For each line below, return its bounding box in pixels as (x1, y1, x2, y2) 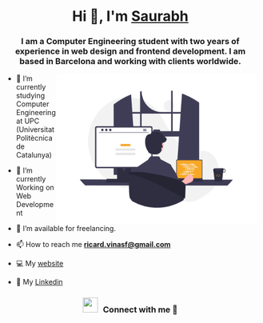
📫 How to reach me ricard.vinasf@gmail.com (15, 240, 171, 249)
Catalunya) (15, 150, 52, 160)
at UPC (15, 116, 40, 126)
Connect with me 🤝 (102, 304, 178, 315)
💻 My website (15, 259, 64, 269)
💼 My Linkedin (15, 277, 63, 287)
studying (15, 91, 46, 101)
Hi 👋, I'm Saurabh (71, 7, 189, 26)
